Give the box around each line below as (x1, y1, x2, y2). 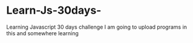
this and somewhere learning (6, 29, 79, 36)
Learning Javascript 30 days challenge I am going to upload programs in (6, 23, 188, 30)
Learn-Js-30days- (6, 4, 102, 17)
